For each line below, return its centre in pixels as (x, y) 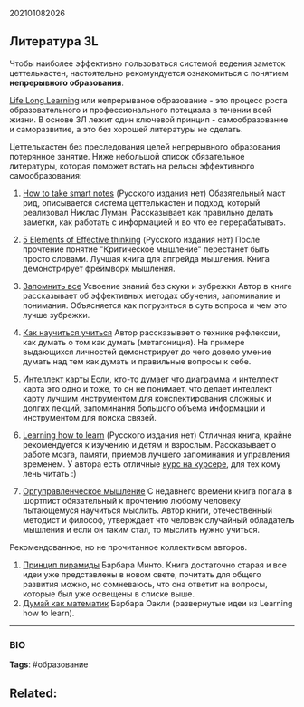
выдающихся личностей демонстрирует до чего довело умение (147, 352)
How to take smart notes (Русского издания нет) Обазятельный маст (154, 193)
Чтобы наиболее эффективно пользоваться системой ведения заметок (147, 63)
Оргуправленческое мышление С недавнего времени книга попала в (157, 491)
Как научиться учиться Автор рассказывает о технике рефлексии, (151, 332)
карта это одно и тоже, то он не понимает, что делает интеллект (147, 388)
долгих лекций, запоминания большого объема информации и (144, 408)
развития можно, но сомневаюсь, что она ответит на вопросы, (145, 584)
